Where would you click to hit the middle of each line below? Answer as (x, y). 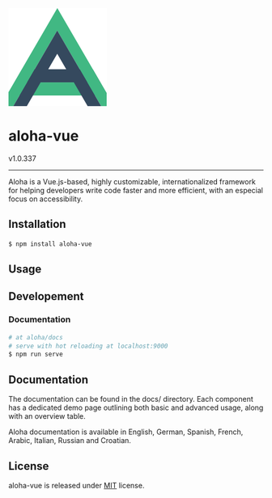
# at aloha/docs (36, 337)
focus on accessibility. (46, 199)
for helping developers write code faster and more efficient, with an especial (136, 190)
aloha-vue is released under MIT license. (76, 485)
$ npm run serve (36, 355)
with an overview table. (47, 416)
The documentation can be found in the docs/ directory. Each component (131, 399)
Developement (46, 296)
